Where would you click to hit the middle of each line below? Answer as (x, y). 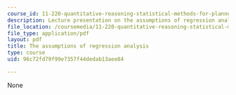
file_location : (29, 27)
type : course (26, 53)
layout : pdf (25, 40)
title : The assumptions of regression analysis (78, 46)
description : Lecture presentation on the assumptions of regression (111, 20)
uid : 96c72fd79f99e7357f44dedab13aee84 (66, 59)
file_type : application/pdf (48, 33)
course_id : (23, 14)
